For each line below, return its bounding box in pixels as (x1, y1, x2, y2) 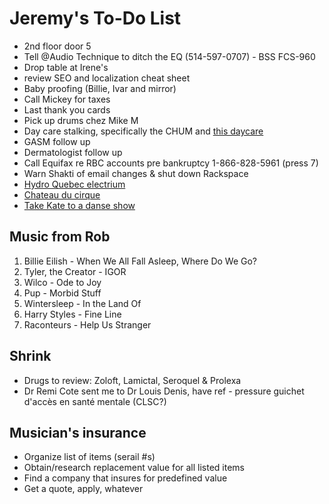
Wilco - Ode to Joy (23, 276, 102, 288)
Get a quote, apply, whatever (23, 483, 144, 495)
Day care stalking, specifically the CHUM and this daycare (23, 125, 264, 137)
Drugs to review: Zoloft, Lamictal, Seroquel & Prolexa (23, 374, 242, 386)
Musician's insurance (9, 424, 147, 441)
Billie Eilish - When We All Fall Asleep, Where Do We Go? (23, 255, 257, 267)
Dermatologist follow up (23, 146, 123, 158)
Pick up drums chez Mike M (23, 114, 139, 126)
